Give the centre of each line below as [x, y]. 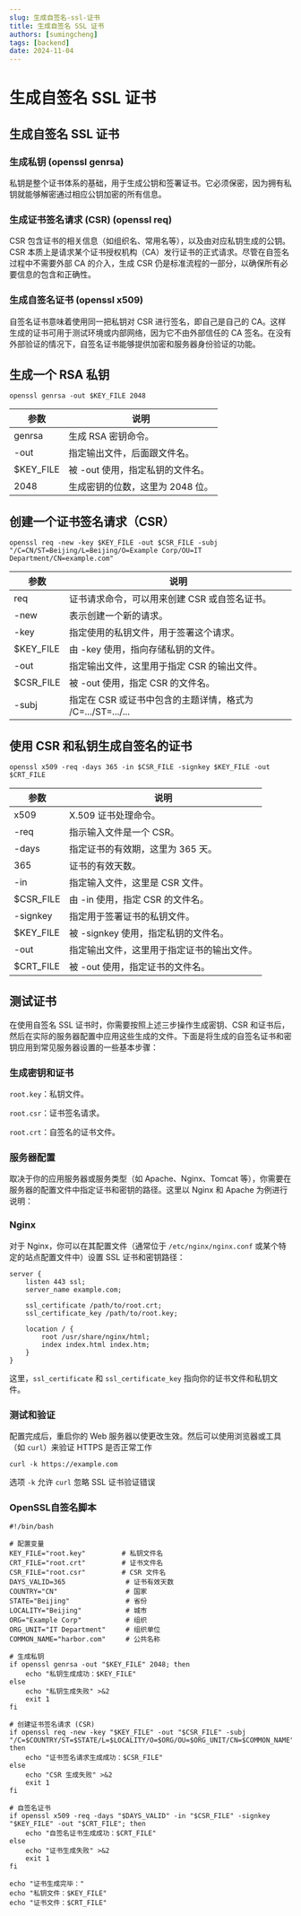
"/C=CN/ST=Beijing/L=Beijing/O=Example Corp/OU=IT [106, 551]
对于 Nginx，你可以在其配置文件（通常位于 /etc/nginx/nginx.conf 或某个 [144, 1246]
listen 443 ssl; [56, 1282]
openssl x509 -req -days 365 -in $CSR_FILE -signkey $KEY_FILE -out [140, 767]
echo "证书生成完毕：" [47, 1884]
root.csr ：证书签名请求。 [57, 1113]
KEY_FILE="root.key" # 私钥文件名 [86, 1553]
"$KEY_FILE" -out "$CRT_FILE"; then [77, 1824]
